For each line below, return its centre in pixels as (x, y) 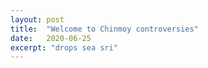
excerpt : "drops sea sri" (64, 47)
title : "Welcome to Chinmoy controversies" (104, 29)
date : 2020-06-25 (51, 38)
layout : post (37, 19)
